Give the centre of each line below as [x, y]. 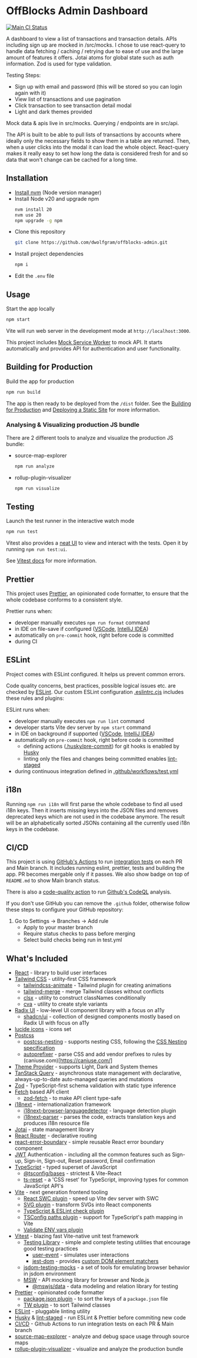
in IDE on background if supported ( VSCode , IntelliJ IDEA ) [85, 734]
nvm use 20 [28, 215]
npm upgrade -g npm [39, 220]
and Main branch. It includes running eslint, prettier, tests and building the [95, 868]
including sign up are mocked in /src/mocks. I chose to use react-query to [96, 45]
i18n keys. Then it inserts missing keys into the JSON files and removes [92, 810]
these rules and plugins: [35, 698]
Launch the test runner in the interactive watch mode [70, 521]
